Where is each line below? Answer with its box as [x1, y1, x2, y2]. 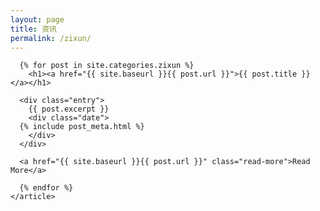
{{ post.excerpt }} [28, 104, 110, 115]
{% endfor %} [19, 183, 74, 193]
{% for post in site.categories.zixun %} [19, 61, 195, 71]
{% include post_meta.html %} [19, 122, 145, 132]
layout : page [10, 14, 65, 25]
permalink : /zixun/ [10, 33, 92, 43]
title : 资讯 [10, 24, 57, 34]
